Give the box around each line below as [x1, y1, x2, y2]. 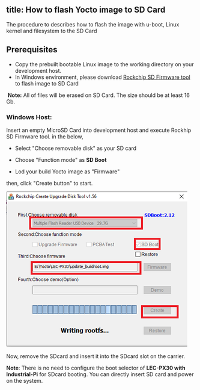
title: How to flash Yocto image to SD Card [6, 5, 166, 15]
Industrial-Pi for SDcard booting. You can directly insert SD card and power [6, 370, 194, 378]
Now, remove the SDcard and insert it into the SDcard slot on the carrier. [6, 352, 185, 360]
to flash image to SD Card [14, 79, 79, 87]
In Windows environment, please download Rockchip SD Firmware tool [14, 73, 190, 81]
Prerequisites [6, 45, 58, 55]
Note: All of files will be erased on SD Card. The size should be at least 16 [7, 91, 190, 99]
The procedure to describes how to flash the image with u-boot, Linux [6, 20, 180, 28]
